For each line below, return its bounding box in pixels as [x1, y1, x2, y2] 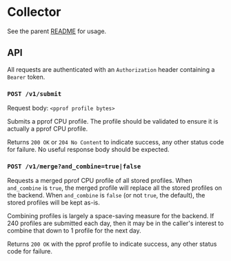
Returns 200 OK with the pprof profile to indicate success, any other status [7, 240, 217, 249]
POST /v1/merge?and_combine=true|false [7, 162, 141, 170]
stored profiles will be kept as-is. [7, 198, 100, 207]
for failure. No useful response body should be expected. [7, 146, 170, 154]
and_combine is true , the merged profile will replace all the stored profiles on [7, 184, 223, 192]
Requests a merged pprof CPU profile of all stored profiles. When [7, 177, 192, 185]
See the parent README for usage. [7, 27, 107, 35]
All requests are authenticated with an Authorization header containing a [7, 65, 215, 73]
